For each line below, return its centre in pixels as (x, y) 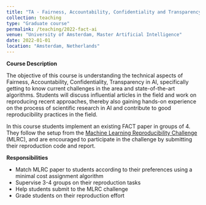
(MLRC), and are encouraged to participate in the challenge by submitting (99, 139)
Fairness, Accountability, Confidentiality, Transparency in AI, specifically (97, 82)
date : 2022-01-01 (29, 40)
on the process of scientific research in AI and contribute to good (89, 108)
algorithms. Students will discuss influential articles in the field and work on (101, 95)
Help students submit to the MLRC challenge (72, 189)
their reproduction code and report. (51, 146)
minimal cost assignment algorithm (59, 176)
